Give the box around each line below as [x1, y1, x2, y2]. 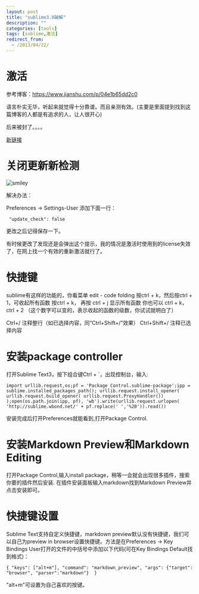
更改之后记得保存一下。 [6, 227, 64, 235]
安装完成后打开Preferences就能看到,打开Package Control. [6, 414, 148, 421]
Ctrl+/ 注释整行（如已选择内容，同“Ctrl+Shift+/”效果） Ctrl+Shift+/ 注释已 [6, 319, 186, 326]
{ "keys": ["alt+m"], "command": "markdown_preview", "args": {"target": [6, 565, 194, 571]
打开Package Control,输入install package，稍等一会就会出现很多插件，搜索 [6, 471, 190, 478]
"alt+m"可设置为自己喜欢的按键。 [6, 581, 88, 588]
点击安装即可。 [6, 486, 43, 493]
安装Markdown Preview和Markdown [6, 438, 189, 451]
